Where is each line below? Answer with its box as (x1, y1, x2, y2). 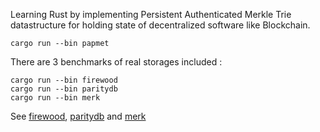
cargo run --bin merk (10, 93, 101, 103)
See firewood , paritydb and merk (10, 110, 147, 122)
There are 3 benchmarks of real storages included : (10, 56, 223, 68)
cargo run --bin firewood (10, 75, 118, 85)
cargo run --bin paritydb (10, 84, 118, 94)
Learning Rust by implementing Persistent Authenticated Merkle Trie (10, 9, 292, 20)
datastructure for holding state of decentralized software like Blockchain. (10, 19, 311, 31)
